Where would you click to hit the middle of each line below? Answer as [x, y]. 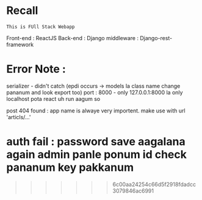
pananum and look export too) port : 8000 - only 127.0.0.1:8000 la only [95, 92]
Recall [22, 11]
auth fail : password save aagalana [96, 142]
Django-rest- [156, 38]
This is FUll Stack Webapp [41, 27]
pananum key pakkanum [70, 167]
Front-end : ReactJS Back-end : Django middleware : [73, 38]
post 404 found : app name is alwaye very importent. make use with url [96, 111]
